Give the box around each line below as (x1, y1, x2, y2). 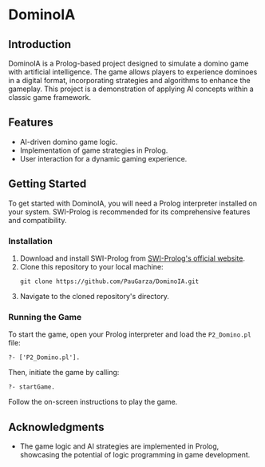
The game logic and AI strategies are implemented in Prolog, (19, 441, 220, 451)
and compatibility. (8, 215, 67, 225)
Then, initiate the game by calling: (8, 368, 120, 377)
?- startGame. (8, 383, 56, 391)
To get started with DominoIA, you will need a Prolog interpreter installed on (8, 198, 258, 208)
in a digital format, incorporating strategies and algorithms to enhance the (8, 76, 251, 85)
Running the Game (8, 311, 82, 322)
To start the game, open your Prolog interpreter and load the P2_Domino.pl (8, 329, 251, 339)
